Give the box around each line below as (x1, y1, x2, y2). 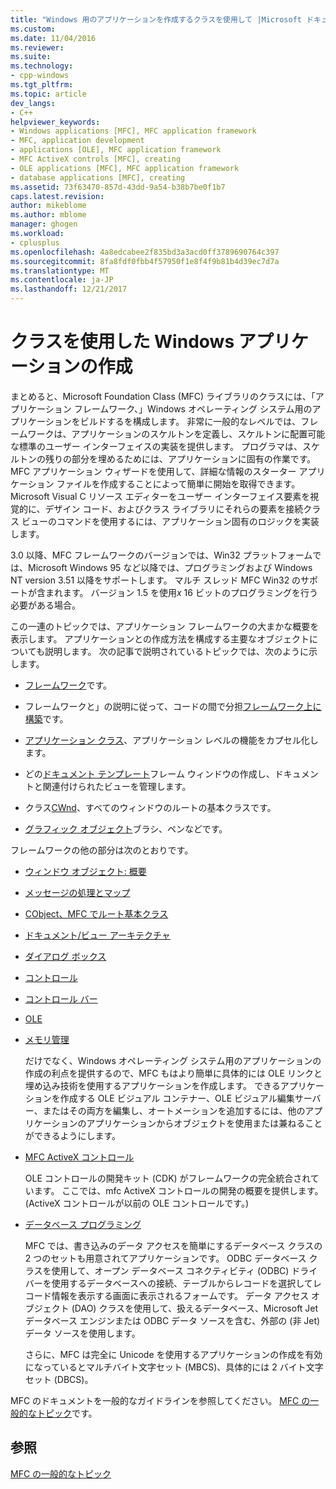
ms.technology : (10, 61, 74, 71)
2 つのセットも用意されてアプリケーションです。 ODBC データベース (24, 1252, 307, 1264)
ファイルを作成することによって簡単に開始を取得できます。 (56, 477, 301, 490)
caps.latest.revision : (10, 191, 105, 201)
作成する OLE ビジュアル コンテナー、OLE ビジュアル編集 (59, 1092, 295, 1104)
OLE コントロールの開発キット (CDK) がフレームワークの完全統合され (24, 1172, 311, 1184)
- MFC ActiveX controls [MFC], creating (10, 154, 182, 164)
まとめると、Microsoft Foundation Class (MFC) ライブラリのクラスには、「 (10, 390, 316, 402)
